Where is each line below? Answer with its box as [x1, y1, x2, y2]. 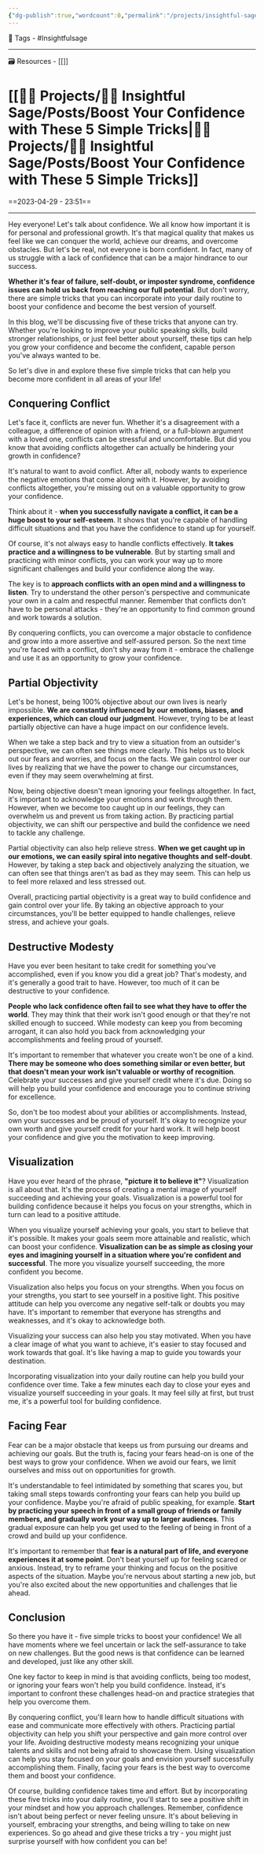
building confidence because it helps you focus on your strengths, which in [8, 1201, 252, 1211]
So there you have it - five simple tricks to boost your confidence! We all [8, 1632, 242, 1641]
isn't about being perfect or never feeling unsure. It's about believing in [8, 1811, 238, 1821]
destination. [8, 1356, 46, 1365]
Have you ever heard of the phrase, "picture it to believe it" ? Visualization [8, 1176, 249, 1186]
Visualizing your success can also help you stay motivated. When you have [8, 1331, 251, 1340]
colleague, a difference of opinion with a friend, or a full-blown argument [8, 426, 244, 436]
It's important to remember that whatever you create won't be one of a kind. [8, 1050, 254, 1059]
